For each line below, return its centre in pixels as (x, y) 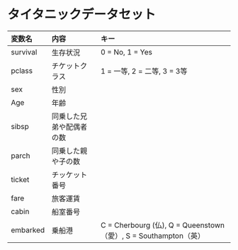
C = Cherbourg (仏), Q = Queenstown (163, 225)
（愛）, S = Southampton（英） (153, 236)
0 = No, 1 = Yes (126, 52)
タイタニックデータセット (81, 15)
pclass (22, 70)
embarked (28, 229)
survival (24, 52)
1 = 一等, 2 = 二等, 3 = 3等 (144, 71)
